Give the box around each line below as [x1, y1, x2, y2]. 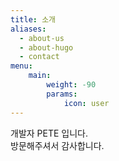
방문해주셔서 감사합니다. [10, 139, 105, 151]
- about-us [19, 33, 65, 43]
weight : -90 [46, 80, 97, 90]
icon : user [63, 98, 110, 108]
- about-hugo [19, 42, 74, 53]
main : [28, 71, 52, 81]
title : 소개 [10, 14, 57, 25]
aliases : [10, 24, 47, 34]
